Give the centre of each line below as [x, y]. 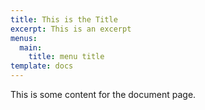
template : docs [42, 66]
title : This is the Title [64, 19]
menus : [24, 38]
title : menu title [66, 57]
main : [31, 47]
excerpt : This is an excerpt [71, 29]
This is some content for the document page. [103, 94]
